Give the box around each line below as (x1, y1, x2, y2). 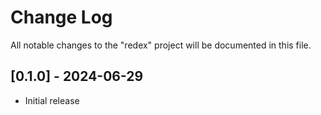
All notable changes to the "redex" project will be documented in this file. (10, 39, 312, 51)
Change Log (10, 6, 113, 29)
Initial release (24, 94, 80, 106)
